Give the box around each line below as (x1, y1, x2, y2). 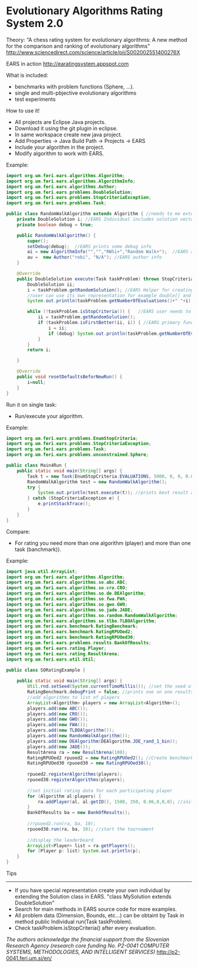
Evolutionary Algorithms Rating (6, 4, 163, 18)
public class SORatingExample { (6, 667, 85, 673)
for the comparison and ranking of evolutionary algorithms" (6, 43, 150, 50)
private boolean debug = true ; (16, 221, 94, 228)
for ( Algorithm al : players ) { (27, 793, 101, 799)
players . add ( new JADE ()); (27, 744, 91, 750)
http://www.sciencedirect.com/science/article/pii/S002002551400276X (6, 48, 180, 55)
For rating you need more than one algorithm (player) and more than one (14, 539, 191, 547)
